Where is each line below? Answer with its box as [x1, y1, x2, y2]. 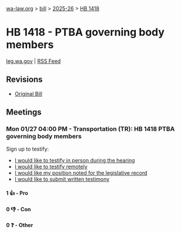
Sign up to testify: [6, 145, 49, 152]
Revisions [6, 75, 43, 85]
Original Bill [14, 90, 43, 97]
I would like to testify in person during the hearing [14, 157, 135, 164]
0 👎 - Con [6, 205, 31, 212]
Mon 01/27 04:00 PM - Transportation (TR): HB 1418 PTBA [6, 125, 175, 133]
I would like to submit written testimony [14, 176, 110, 183]
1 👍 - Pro [6, 189, 28, 197]
